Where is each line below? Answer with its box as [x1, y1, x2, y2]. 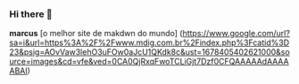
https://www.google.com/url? [182, 28, 290, 39]
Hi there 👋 [9, 8, 54, 20]
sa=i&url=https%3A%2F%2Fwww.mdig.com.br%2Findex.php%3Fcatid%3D [9, 37, 290, 48]
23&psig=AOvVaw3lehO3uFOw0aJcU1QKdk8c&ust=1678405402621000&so [9, 47, 290, 57]
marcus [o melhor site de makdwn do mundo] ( [9, 28, 183, 39]
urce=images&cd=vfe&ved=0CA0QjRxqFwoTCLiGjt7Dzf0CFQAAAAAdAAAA [9, 57, 289, 67]
